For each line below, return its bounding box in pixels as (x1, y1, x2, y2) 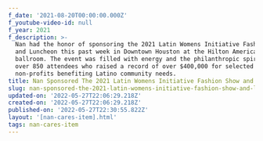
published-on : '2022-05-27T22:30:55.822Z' (8, 107, 149, 114)
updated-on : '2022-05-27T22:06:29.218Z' (8, 92, 142, 99)
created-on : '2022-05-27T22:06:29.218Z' (8, 99, 142, 107)
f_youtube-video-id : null (8, 19, 92, 27)
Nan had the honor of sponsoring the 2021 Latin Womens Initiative (15, 41, 240, 49)
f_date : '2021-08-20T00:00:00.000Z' (8, 11, 128, 20)
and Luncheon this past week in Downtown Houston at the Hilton (15, 48, 229, 56)
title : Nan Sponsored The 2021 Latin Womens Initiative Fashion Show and (8, 77, 254, 85)
